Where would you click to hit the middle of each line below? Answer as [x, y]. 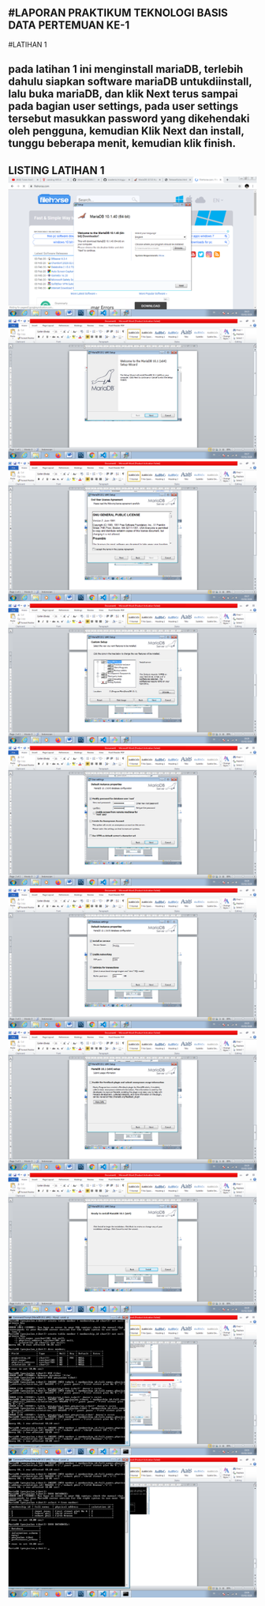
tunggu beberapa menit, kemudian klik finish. [122, 144]
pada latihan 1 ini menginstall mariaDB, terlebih [126, 69]
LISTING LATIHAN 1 [56, 170]
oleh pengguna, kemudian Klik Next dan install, [126, 131]
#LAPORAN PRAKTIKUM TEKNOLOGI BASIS [118, 13]
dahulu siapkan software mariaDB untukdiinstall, [130, 82]
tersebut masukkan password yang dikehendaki [129, 119]
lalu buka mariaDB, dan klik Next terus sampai [123, 94]
